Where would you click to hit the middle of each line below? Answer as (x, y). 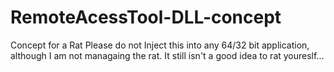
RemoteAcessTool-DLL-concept (146, 17)
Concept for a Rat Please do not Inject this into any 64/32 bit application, (160, 45)
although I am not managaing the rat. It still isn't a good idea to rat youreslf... (167, 55)
